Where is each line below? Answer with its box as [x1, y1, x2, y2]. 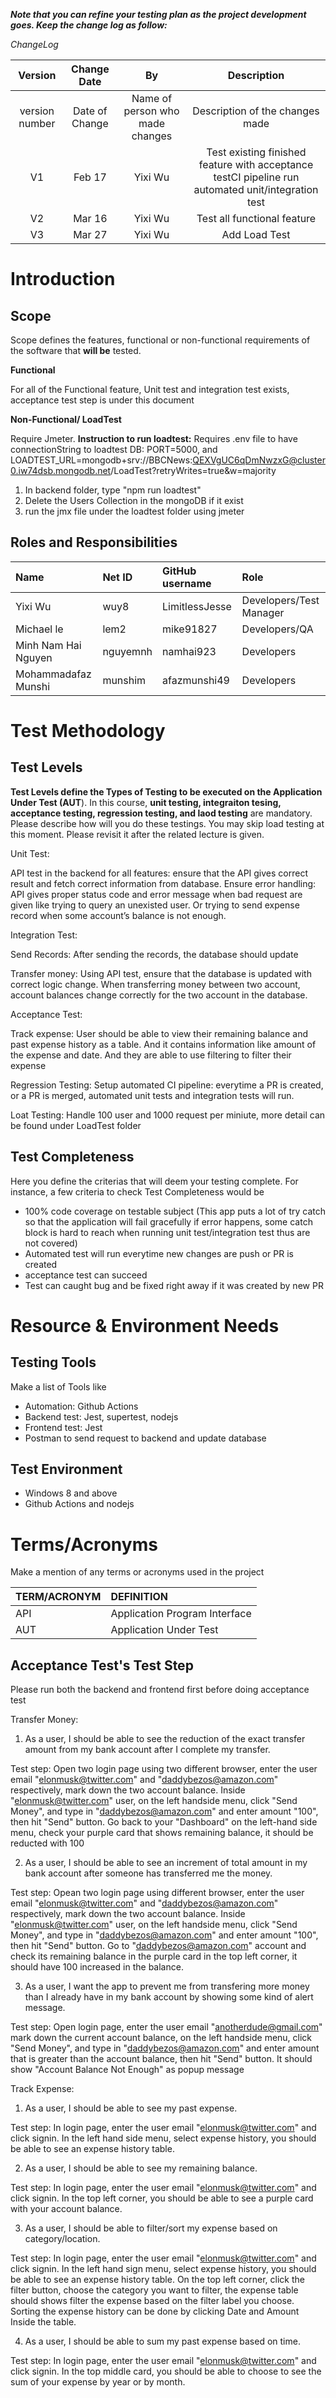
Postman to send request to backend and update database [24, 1432, 267, 1444]
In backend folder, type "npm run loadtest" [24, 484, 202, 496]
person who [123, 104, 180, 118]
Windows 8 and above [24, 1487, 118, 1499]
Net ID [102, 570, 133, 584]
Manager [241, 605, 285, 619]
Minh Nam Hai [15, 638, 82, 652]
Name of [131, 92, 173, 105]
